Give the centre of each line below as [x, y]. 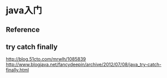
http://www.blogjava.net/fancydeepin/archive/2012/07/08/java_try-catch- [83, 65]
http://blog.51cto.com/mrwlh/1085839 [46, 59]
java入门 [24, 10]
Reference [23, 29]
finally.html [17, 70]
